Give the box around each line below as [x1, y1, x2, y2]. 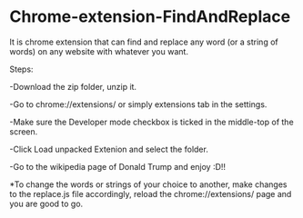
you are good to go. [9, 198, 84, 209]
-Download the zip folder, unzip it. [9, 81, 137, 92]
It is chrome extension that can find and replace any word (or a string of [9, 36, 279, 47]
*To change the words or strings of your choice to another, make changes [9, 179, 288, 190]
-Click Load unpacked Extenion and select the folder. [9, 144, 209, 154]
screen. [9, 125, 38, 137]
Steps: [9, 64, 34, 74]
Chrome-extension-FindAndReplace [9, 6, 291, 27]
